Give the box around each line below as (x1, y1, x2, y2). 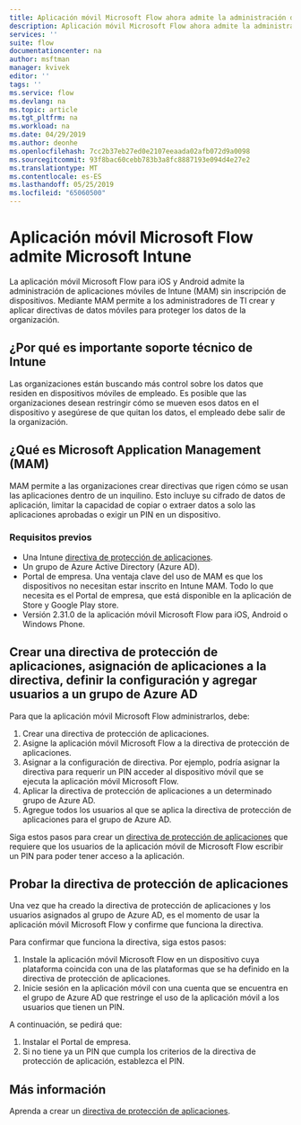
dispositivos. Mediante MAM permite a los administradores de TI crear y (9, 295, 276, 306)
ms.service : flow (9, 88, 74, 97)
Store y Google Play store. (21, 599, 119, 610)
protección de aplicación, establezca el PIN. (21, 1056, 185, 1067)
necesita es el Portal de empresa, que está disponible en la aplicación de (21, 589, 292, 600)
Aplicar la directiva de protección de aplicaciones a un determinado (21, 785, 272, 796)
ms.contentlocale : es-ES (9, 172, 102, 181)
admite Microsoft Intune (9, 246, 193, 267)
